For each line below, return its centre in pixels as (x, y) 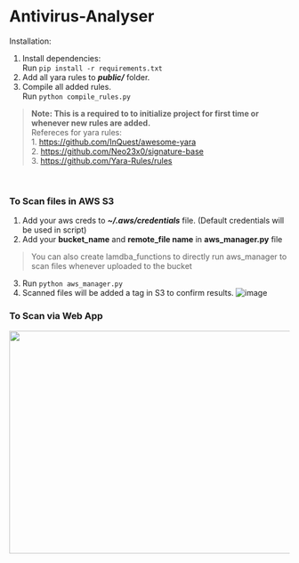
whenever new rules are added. (91, 123)
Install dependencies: (61, 58)
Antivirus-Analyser (82, 16)
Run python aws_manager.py (72, 283)
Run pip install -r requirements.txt (92, 68)
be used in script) (54, 230)
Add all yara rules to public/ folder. (86, 77)
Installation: (30, 41)
